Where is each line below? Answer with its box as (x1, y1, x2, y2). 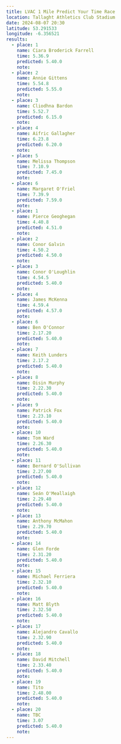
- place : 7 (11, 347, 39, 353)
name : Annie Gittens (17, 75, 68, 81)
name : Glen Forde (17, 546, 60, 552)
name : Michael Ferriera (17, 574, 76, 580)
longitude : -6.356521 (6, 31, 60, 37)
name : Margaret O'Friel (17, 186, 76, 192)
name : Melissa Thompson (17, 158, 76, 164)
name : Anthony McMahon (17, 518, 73, 524)
